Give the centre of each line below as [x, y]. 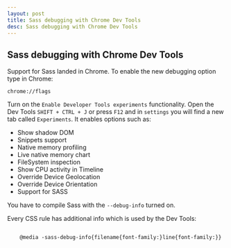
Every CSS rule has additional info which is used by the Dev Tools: [102, 219]
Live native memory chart [54, 155]
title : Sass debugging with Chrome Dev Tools [74, 20]
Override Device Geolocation [59, 177]
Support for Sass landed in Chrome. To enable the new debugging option [112, 72]
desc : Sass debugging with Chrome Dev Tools [72, 26]
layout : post [26, 14]
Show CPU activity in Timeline [60, 170]
